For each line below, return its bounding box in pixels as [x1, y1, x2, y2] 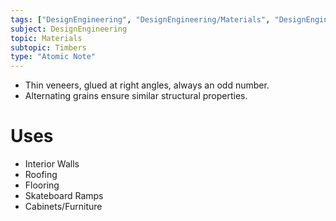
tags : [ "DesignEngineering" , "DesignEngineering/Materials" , [10, 14, 271, 25]
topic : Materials [10, 33, 83, 43]
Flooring [24, 179, 60, 191]
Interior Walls [24, 158, 80, 170]
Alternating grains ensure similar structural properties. [24, 90, 248, 102]
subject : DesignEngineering [10, 24, 128, 34]
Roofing [24, 169, 58, 181]
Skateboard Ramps [24, 190, 104, 202]
